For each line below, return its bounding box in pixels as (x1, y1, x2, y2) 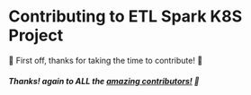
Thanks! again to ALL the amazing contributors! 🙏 (8, 75, 200, 86)
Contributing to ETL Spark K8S (8, 6, 243, 27)
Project (8, 25, 64, 46)
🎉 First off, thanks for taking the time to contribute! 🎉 (8, 55, 203, 65)
